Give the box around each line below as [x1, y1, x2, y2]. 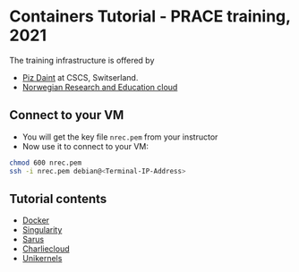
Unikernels [21, 253, 63, 264]
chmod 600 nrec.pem [9, 158, 82, 167]
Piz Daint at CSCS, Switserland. [21, 72, 139, 82]
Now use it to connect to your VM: [21, 140, 149, 151]
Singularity [21, 225, 63, 235]
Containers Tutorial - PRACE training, [9, 6, 291, 27]
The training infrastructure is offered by [9, 55, 155, 65]
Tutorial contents [9, 191, 107, 207]
